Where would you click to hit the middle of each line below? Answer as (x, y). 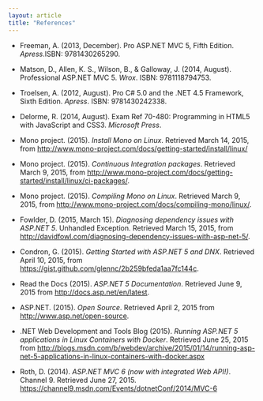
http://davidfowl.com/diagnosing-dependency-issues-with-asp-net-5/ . (135, 236)
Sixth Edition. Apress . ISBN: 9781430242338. (93, 101)
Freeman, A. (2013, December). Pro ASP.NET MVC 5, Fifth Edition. (127, 45)
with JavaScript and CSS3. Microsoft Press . (90, 125)
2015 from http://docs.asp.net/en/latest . (85, 292)
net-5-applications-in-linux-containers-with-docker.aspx (112, 356)
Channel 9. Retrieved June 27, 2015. (78, 380)
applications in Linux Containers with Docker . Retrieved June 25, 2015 (134, 339)
